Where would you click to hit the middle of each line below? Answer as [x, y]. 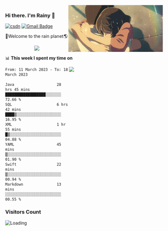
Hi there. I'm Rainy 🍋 [30, 15]
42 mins [13, 110]
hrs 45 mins [17, 90]
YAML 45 [33, 145]
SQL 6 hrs [37, 105]
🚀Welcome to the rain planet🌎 [36, 36]
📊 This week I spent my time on [39, 58]
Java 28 [33, 85]
